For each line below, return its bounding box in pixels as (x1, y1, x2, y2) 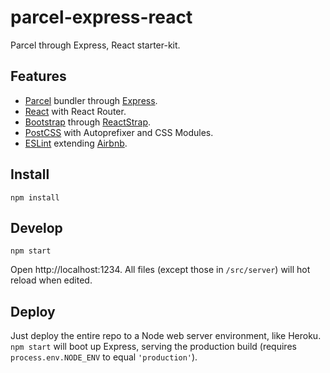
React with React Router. (24, 105, 127, 117)
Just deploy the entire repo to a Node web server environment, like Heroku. (10, 330, 322, 342)
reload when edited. (10, 274, 93, 286)
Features (10, 68, 67, 85)
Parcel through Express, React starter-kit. (10, 39, 181, 51)
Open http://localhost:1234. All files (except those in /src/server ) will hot (10, 264, 311, 276)
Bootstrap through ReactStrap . (24, 116, 152, 128)
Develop (10, 219, 63, 236)
